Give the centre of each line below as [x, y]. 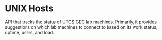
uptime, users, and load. [29, 32]
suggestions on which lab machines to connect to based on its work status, [81, 27]
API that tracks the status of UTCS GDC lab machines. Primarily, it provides [81, 22]
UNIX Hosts [29, 9]
